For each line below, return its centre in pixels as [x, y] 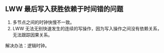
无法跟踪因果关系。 [32, 35]
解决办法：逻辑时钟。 [27, 45]
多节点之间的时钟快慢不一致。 [43, 22]
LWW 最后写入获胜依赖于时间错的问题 [64, 9]
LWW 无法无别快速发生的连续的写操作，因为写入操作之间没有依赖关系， [87, 28]
